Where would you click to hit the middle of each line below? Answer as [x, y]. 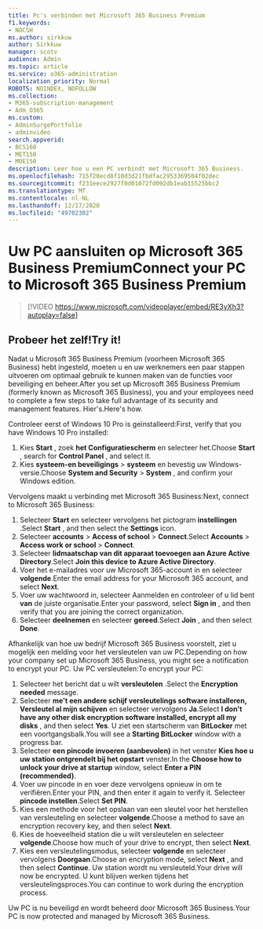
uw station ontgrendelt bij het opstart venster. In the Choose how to [130, 759]
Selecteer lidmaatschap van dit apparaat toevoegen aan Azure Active [134, 553]
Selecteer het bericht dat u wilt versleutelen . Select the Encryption [128, 684]
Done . [29, 628]
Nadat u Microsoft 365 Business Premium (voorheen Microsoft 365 [117, 359]
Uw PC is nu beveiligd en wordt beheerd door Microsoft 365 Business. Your [129, 908]
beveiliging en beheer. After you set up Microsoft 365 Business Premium [124, 384]
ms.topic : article [38, 67]
